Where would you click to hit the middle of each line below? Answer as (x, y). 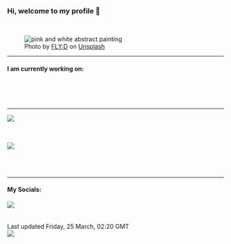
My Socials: (24, 190)
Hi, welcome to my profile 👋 (54, 11)
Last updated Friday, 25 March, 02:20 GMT (68, 226)
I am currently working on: (46, 69)
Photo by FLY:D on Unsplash (65, 47)
